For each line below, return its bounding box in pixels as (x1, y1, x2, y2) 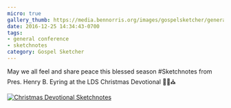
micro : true (7, 10, 41, 17)
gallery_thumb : (7, 17, 51, 23)
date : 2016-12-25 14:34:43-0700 (7, 23, 100, 30)
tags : (7, 29, 23, 36)
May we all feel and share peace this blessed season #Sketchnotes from (7, 67, 212, 76)
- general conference (7, 36, 69, 43)
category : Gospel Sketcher (7, 49, 85, 56)
